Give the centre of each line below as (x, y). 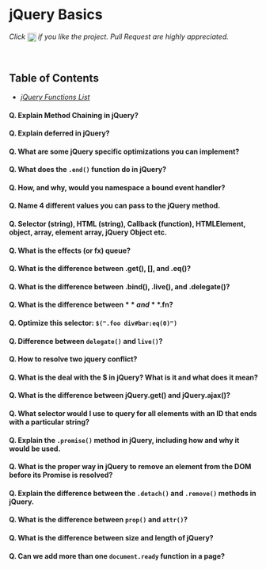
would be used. (35, 449)
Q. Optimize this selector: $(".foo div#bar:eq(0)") (93, 323)
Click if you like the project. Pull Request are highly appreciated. (119, 36)
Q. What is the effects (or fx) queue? (70, 250)
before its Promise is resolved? (61, 475)
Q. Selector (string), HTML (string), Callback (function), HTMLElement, (127, 224)
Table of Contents (54, 78)
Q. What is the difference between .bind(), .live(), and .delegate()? (120, 286)
